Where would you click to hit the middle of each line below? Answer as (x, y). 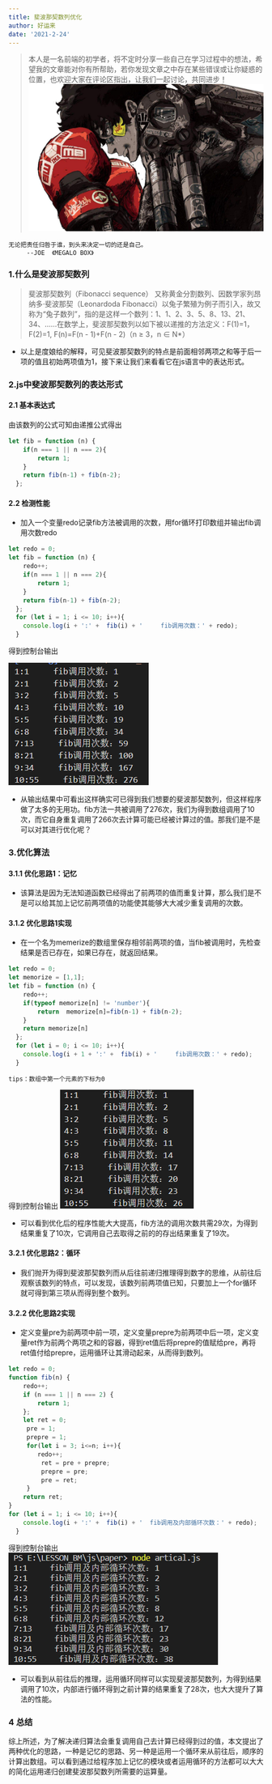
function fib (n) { (39, 1378)
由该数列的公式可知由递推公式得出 (65, 424)
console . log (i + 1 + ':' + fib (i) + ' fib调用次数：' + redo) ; (138, 1055)
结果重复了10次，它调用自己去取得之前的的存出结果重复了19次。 (127, 1233)
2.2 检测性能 (29, 503)
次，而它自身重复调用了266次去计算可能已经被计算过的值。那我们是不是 (140, 819)
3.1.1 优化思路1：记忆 (42, 873)
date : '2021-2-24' (39, 34)
